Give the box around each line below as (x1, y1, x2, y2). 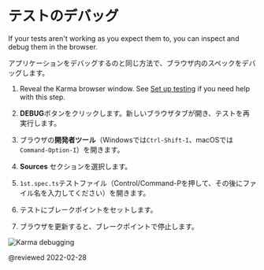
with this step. (19, 92, 65, 102)
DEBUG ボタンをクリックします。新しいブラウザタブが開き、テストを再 (19, 108, 251, 118)
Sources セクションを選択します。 (19, 161, 132, 171)
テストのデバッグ (8, 7, 120, 25)
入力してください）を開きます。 (46, 188, 151, 198)
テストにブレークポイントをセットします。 (19, 205, 158, 214)
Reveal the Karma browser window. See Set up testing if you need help (19, 83, 251, 93)
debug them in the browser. (8, 42, 99, 51)
